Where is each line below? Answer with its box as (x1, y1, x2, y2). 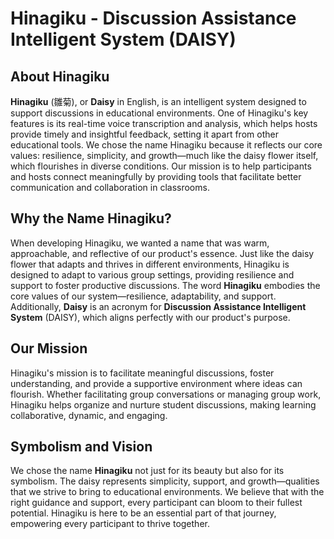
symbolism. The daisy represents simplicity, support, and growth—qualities (10, 475, 320, 487)
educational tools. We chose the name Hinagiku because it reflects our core (10, 139, 323, 151)
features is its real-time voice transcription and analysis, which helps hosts (10, 118, 318, 129)
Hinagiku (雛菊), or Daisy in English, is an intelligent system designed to (10, 96, 307, 107)
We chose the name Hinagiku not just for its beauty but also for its (10, 465, 285, 477)
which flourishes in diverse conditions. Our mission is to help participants (10, 160, 312, 172)
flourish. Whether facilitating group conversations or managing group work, (10, 388, 322, 400)
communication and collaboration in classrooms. (10, 182, 210, 193)
